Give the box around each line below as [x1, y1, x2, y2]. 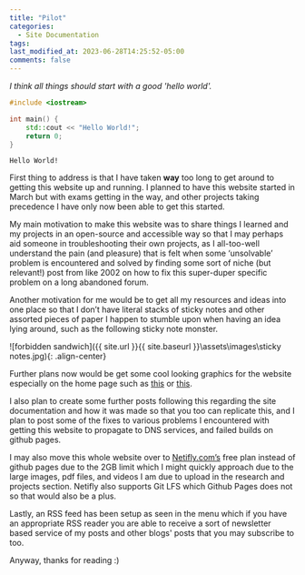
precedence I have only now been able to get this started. [9, 201, 225, 212]
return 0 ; [25, 131, 64, 141]
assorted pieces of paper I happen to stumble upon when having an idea [9, 314, 281, 325]
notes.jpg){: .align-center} [9, 351, 107, 362]
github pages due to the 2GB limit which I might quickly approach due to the [9, 461, 294, 473]
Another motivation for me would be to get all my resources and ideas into [9, 295, 287, 306]
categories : [9, 22, 54, 31]
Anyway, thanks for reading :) [9, 555, 120, 566]
